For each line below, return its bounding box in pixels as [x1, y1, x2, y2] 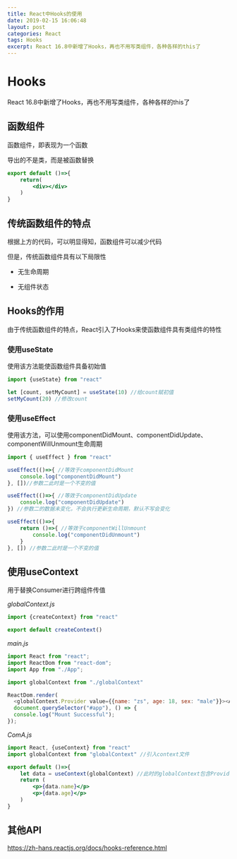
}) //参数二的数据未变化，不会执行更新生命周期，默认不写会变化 [7, 506, 171, 513]
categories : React [7, 30, 61, 37]
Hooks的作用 [7, 305, 65, 317]
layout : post [7, 23, 46, 30]
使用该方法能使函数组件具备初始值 [7, 362, 107, 371]
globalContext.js [7, 600, 55, 608]
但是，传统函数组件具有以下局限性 [7, 252, 107, 261]
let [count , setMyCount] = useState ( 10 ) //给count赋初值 [7, 389, 174, 396]
